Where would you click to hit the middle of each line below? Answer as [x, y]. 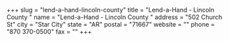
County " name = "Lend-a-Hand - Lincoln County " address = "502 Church [114, 17]
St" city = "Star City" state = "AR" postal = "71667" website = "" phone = [111, 24]
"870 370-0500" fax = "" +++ [49, 31]
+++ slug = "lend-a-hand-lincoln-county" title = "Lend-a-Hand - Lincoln [110, 10]
